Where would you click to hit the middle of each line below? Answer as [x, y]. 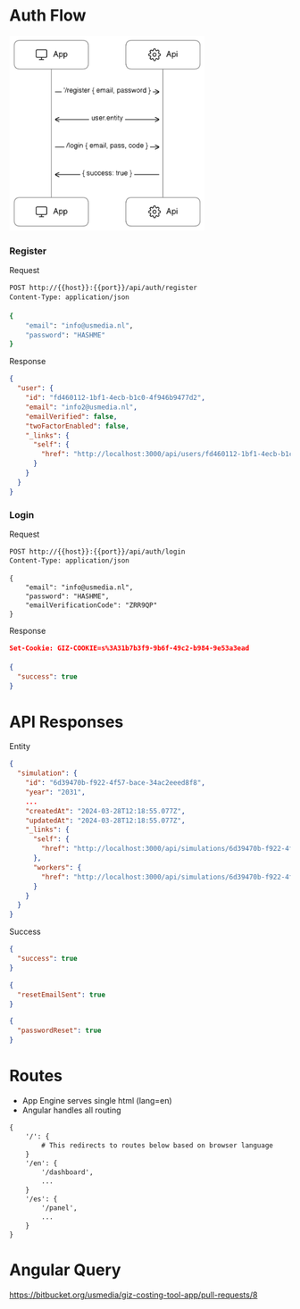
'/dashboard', [67, 1172]
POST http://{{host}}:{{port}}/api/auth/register [104, 288]
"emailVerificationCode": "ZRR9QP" [92, 605]
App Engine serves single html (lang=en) [97, 1101]
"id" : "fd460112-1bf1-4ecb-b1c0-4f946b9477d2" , [115, 398]
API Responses [67, 722]
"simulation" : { [47, 773]
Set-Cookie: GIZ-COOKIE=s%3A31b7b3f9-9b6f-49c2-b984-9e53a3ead [129, 648]
